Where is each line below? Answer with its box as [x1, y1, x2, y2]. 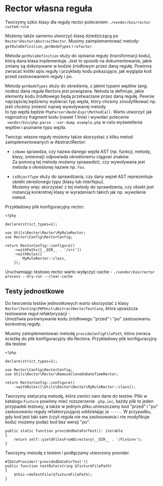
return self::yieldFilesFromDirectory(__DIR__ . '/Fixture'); [14, 437, 143, 442]
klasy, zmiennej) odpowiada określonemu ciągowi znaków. [12, 153, 130, 159]
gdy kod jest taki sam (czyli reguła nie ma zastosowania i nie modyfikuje [5, 414, 150, 420]
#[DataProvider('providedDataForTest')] [5, 459, 89, 464]
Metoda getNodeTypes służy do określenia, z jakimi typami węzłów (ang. [5, 83, 148, 88]
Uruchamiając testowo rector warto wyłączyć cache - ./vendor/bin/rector [5, 269, 155, 275]
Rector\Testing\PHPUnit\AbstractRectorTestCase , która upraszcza [5, 305, 138, 311]
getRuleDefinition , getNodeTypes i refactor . [5, 43, 93, 49]
